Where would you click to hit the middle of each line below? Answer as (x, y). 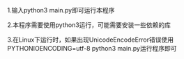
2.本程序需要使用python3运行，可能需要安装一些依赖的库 (89, 25)
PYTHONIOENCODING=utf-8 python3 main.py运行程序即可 (92, 48)
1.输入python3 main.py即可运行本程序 (61, 10)
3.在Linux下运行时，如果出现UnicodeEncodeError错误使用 (91, 40)
